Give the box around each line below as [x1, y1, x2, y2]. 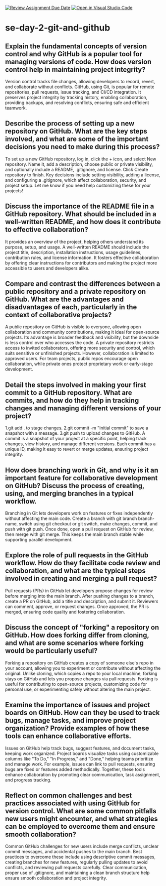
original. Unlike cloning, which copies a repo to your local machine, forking [5, 670, 158, 676]
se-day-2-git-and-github [5, 22, 111, 33]
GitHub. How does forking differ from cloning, [5, 631, 150, 639]
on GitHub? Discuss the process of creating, [5, 481, 145, 490]
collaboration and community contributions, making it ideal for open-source [5, 329, 160, 335]
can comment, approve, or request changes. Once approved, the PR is [5, 603, 149, 610]
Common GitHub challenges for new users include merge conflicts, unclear [5, 843, 159, 849]
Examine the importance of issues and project [5, 701, 150, 709]
